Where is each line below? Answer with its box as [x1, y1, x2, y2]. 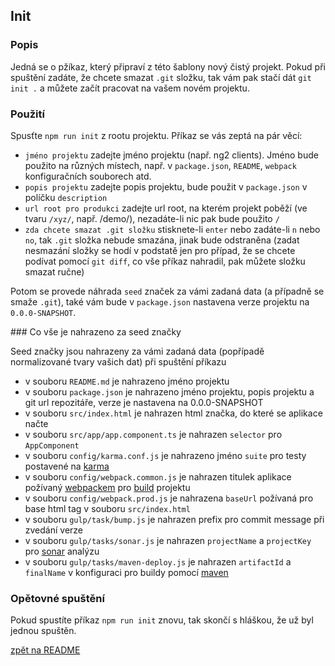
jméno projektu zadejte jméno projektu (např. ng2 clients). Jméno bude [24, 149, 319, 161]
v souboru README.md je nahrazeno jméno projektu [24, 375, 230, 387]
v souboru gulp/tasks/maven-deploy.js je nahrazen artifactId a [24, 555, 292, 568]
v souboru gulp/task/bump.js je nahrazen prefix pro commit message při [24, 513, 325, 525]
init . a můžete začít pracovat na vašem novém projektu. [10, 82, 250, 94]
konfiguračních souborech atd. [24, 170, 152, 182]
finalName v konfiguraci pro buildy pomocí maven [24, 566, 229, 578]
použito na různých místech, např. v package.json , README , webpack [24, 159, 297, 171]
